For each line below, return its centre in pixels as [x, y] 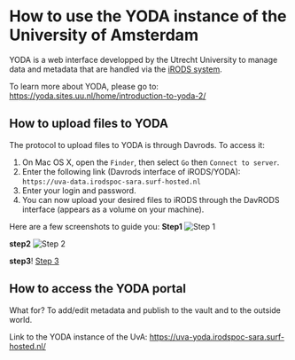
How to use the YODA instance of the [148, 16]
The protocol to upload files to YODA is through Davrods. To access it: [137, 145]
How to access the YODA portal [97, 289]
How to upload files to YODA [89, 124]
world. [21, 319]
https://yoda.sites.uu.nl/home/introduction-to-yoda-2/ [108, 96]
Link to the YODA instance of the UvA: [78, 337]
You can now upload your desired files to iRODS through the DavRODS [151, 200]
